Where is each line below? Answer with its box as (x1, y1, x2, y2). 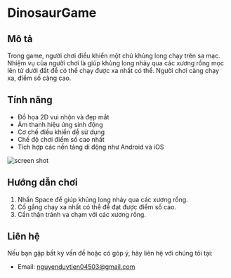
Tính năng (7, 94, 53, 106)
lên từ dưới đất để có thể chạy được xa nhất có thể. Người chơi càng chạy (7, 67, 220, 74)
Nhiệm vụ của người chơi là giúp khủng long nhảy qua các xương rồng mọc (7, 59, 225, 67)
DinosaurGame (7, 5, 97, 21)
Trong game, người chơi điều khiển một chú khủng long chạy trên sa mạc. (7, 51, 220, 60)
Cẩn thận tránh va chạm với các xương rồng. (17, 210, 146, 218)
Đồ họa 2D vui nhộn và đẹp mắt (17, 112, 110, 121)
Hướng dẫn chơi (7, 177, 78, 189)
